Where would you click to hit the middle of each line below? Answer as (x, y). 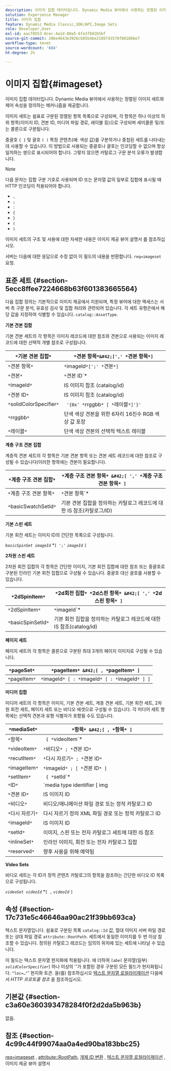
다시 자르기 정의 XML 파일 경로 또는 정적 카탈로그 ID (102, 813)
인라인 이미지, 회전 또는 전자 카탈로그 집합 (90, 842)
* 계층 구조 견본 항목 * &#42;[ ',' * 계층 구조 (112, 476)
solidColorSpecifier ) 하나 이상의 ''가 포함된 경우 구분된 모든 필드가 (73, 966)
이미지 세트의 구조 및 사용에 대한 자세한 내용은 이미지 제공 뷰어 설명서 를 (76, 239)
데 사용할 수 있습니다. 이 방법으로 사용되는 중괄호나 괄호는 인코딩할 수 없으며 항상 (85, 146)
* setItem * (20, 777)
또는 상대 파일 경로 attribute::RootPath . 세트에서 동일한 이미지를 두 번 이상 (81, 937)
